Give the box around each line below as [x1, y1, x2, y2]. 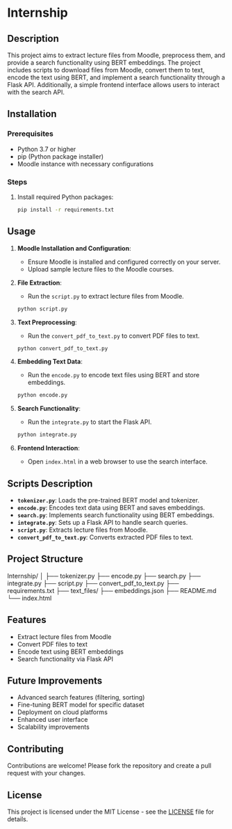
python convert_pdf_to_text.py [17, 345, 108, 352]
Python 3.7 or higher [17, 145, 76, 153]
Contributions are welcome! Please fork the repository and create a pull [7, 761, 212, 770]
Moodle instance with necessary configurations [17, 159, 154, 168]
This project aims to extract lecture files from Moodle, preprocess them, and [7, 51, 226, 59]
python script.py [17, 305, 68, 313]
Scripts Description [7, 477, 93, 489]
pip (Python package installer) [17, 152, 104, 161]
